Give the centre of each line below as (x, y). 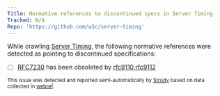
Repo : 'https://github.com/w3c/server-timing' (76, 26)
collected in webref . (31, 87)
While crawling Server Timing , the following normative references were (109, 47)
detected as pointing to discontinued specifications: (82, 54)
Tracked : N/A (26, 20)
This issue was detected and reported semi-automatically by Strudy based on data (106, 81)
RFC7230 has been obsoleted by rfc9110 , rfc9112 (87, 67)
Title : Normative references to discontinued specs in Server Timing (110, 14)
